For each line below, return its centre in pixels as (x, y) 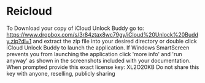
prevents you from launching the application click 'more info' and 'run (94, 54)
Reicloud (29, 11)
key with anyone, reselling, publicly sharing (61, 73)
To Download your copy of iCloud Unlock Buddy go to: (75, 28)
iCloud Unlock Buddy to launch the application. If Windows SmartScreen (98, 48)
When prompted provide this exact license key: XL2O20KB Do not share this (103, 67)
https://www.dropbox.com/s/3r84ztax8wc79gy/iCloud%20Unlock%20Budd (102, 34)
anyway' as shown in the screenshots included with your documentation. (99, 60)
